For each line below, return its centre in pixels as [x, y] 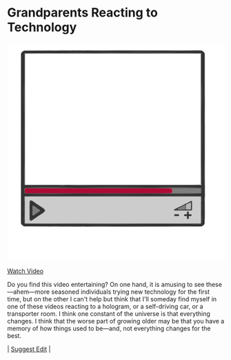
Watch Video [25, 271]
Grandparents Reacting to [83, 13]
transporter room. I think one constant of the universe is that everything [109, 313]
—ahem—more [29, 292]
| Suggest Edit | [29, 349]
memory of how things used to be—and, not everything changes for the [109, 328]
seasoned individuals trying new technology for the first [131, 292]
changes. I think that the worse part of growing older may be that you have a [116, 321]
